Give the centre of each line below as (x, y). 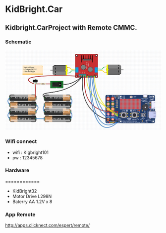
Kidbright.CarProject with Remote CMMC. (71, 28)
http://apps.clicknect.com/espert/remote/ (48, 226)
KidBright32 (25, 191)
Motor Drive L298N (32, 196)
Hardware (17, 170)
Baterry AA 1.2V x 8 (32, 201)
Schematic (18, 42)
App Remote (20, 214)
